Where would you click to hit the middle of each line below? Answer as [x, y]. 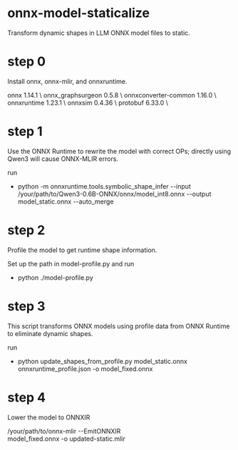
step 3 [26, 306]
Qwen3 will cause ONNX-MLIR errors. [63, 159]
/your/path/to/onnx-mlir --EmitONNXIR [64, 431]
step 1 [25, 131]
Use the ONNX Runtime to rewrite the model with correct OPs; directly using [119, 151]
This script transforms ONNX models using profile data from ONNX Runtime [119, 326]
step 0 [27, 62]
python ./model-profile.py [56, 277]
